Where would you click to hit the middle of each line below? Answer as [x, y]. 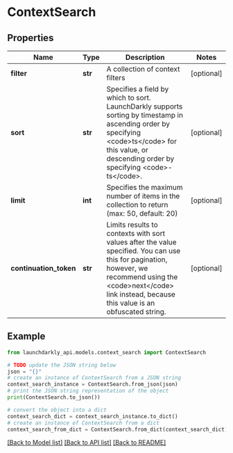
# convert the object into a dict [57, 410]
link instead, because [141, 294]
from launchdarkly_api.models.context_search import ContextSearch [107, 352]
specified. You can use [144, 251]
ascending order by [138, 124]
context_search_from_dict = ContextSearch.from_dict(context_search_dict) [118, 429]
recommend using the [142, 277]
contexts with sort [136, 233]
